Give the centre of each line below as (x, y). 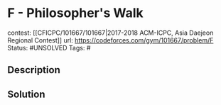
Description (34, 70)
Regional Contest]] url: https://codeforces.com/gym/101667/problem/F (110, 40)
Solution (26, 94)
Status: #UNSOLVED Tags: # (49, 48)
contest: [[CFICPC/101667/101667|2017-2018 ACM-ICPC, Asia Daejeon (110, 33)
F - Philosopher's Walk (75, 13)
